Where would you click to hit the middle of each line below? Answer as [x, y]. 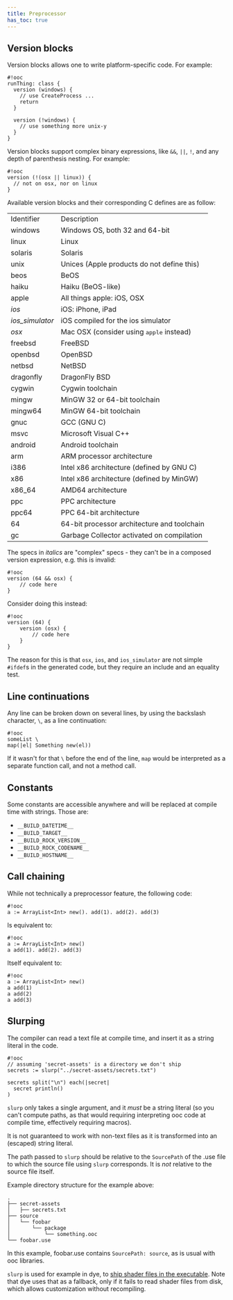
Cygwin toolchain [89, 389]
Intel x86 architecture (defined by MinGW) [130, 479]
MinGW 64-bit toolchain [101, 411]
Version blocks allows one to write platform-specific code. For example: [110, 65]
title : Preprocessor [37, 14]
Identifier [25, 219]
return [29, 102]
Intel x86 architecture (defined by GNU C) [129, 468]
